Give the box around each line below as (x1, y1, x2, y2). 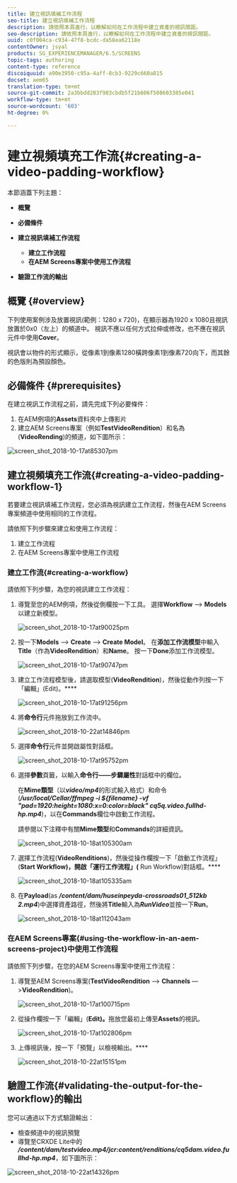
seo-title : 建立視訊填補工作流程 (7, 17, 96, 24)
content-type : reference (7, 63, 81, 70)
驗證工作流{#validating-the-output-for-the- (7, 1079, 203, 1092)
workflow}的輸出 (7, 1093, 83, 1105)
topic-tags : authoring (7, 57, 74, 64)
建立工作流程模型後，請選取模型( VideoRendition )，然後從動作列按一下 (17, 675, 224, 684)
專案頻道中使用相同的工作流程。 (7, 509, 100, 518)
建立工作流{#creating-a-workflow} (7, 568, 129, 578)
